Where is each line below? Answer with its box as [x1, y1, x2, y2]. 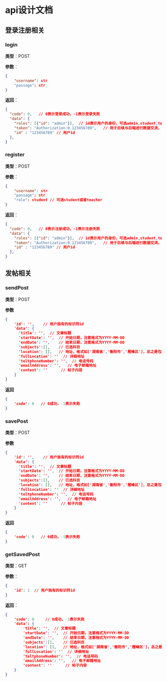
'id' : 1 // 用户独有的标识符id [14, 588, 76, 593]
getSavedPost [5, 551, 40, 558]
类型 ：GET [5, 563, 27, 569]
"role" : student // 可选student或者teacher [14, 198, 103, 203]
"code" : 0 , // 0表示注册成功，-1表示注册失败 [9, 226, 100, 231]
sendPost [5, 284, 29, 291]
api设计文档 [5, 4, 53, 16]
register [5, 151, 25, 158]
